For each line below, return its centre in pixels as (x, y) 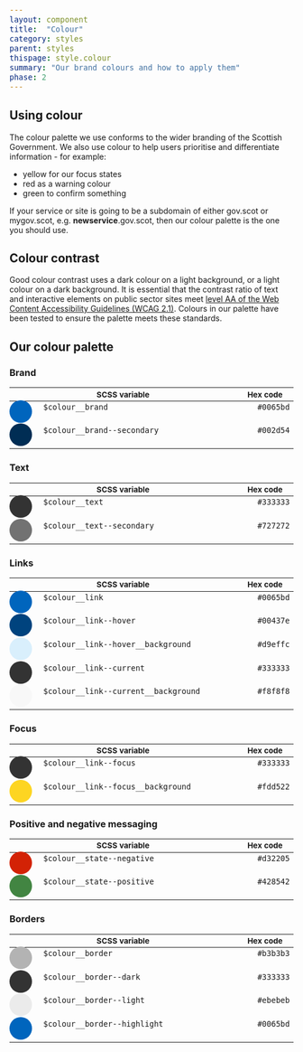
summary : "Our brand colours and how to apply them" (125, 67)
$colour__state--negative (99, 858)
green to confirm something (74, 193)
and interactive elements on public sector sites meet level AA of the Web (144, 299)
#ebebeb (273, 1000)
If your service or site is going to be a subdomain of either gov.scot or (139, 211)
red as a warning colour (66, 183)
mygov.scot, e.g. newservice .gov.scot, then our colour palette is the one (145, 220)
